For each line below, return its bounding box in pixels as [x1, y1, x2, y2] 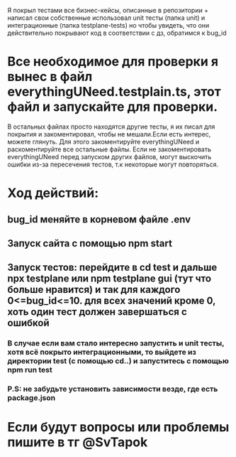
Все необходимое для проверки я [7, 53, 218, 70]
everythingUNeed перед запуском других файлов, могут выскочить [7, 152, 212, 161]
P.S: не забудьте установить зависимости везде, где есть [7, 384, 218, 394]
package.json [7, 393, 55, 403]
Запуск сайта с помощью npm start [7, 237, 172, 249]
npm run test [7, 365, 52, 375]
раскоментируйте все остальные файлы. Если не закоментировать [7, 145, 211, 154]
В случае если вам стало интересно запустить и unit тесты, [7, 338, 225, 348]
